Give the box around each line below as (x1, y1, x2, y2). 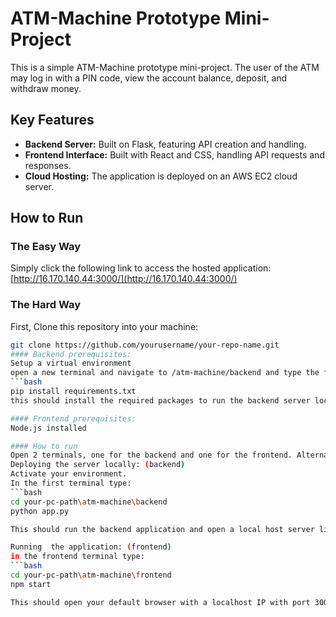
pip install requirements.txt (10, 387, 137, 397)
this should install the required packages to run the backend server (10, 395, 311, 406)
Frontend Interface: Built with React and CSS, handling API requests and (24, 148, 325, 161)
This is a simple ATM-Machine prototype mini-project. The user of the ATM (10, 61, 320, 73)
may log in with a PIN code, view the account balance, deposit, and (10, 72, 288, 84)
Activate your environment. (10, 469, 128, 479)
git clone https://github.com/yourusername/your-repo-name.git (10, 340, 280, 350)
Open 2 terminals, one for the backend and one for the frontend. (10, 450, 293, 461)
